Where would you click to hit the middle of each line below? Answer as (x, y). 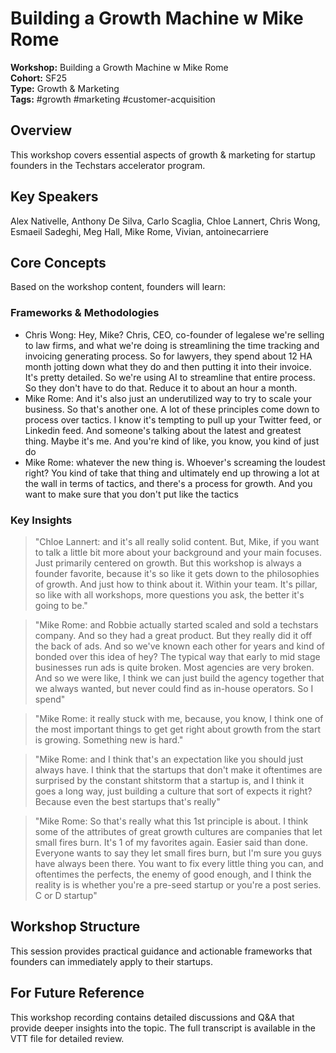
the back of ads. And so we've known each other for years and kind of (180, 646)
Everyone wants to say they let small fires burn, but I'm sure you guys (178, 853)
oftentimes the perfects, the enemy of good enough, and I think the (173, 874)
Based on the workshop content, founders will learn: (118, 287)
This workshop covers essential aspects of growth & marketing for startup (163, 154)
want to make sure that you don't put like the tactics (131, 494)
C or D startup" (66, 895)
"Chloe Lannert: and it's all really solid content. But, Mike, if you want (177, 541)
